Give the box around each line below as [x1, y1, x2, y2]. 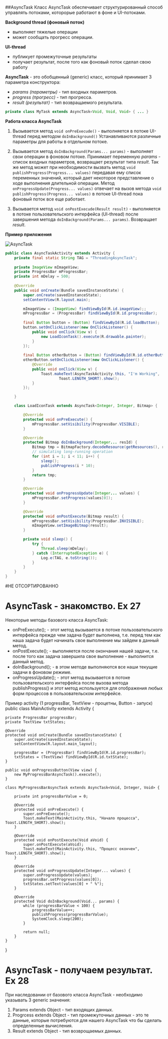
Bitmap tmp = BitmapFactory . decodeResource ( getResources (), [31, 444, 160, 449]
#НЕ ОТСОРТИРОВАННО [5, 583, 58, 589]
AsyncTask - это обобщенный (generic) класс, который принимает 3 [5, 74, 152, 79]
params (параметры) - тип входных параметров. [12, 89, 117, 94]
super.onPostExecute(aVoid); [23, 842, 84, 847]
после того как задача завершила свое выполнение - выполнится [12, 653, 154, 659]
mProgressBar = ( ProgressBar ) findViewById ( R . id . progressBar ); [23, 311, 157, 316]
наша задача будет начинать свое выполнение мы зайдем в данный [12, 637, 159, 643]
